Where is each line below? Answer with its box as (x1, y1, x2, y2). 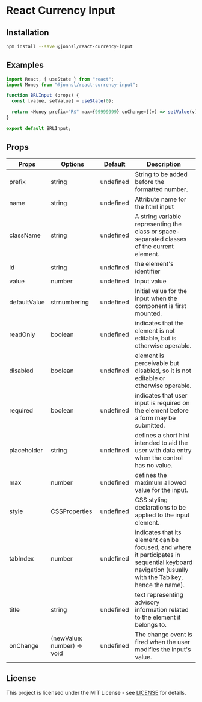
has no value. (135, 461, 173, 469)
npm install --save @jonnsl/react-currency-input (6, 43, 133, 49)
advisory (135, 598, 160, 606)
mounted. (135, 309, 162, 318)
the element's (135, 259, 174, 268)
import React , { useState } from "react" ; (6, 76, 114, 82)
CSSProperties (50, 506, 93, 515)
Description (147, 160, 182, 168)
